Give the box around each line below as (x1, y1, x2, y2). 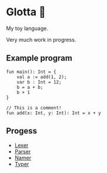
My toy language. (6, 25, 48, 32)
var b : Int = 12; (16, 79, 62, 85)
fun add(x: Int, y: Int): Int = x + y (6, 110, 101, 116)
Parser (14, 148, 31, 155)
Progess (6, 126, 37, 136)
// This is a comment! (6, 105, 62, 111)
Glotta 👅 (6, 5, 46, 19)
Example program (6, 53, 72, 64)
